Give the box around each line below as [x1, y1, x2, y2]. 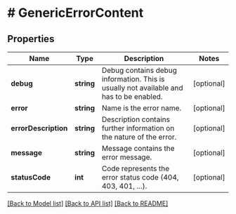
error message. [101, 152, 152, 162]
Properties [7, 33, 55, 45]
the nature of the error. [101, 132, 177, 142]
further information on [101, 123, 175, 133]
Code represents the [101, 163, 170, 173]
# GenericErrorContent [7, 5, 144, 21]
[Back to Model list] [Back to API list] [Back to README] [7, 199, 169, 208]
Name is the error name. [101, 103, 182, 113]
